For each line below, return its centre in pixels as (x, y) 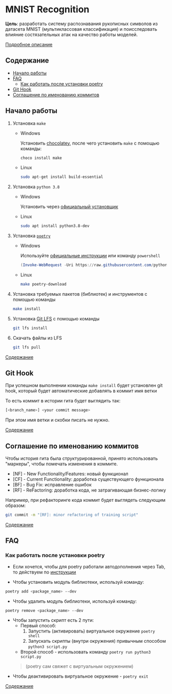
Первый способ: (38, 626)
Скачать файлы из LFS (37, 338)
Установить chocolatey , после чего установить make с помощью (90, 143)
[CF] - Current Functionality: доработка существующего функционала (88, 479)
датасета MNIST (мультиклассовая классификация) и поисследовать (81, 29)
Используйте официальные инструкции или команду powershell (90, 256)
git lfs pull (27, 347)
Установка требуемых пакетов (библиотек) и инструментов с (80, 294)
